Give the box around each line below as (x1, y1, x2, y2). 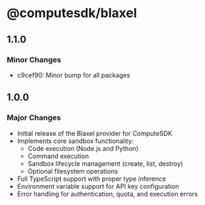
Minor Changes (6, 55, 61, 65)
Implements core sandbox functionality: (16, 137, 134, 145)
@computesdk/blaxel (6, 5, 137, 21)
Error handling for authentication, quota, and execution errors (16, 189, 198, 198)
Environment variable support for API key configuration (16, 182, 179, 190)
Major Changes (6, 112, 61, 122)
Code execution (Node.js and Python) (27, 144, 139, 152)
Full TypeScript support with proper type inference (16, 174, 166, 183)
